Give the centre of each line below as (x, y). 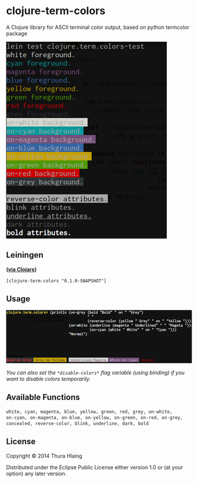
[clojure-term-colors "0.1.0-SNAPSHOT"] (57, 281)
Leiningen (25, 255)
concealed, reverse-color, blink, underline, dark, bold (77, 423)
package (17, 33)
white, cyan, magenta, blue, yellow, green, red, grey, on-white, (89, 412)
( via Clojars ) (22, 269)
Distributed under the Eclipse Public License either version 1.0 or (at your (95, 467)
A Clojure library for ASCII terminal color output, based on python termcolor (98, 27)
